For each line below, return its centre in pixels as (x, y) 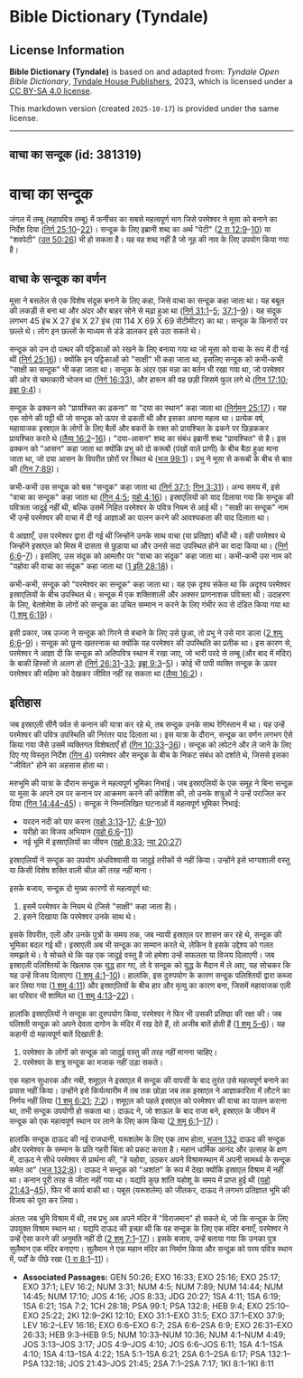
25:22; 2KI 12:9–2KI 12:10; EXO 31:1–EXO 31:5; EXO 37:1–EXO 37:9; (163, 1315)
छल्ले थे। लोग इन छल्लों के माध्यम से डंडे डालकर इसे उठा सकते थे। (106, 331)
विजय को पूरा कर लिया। (44, 1200)
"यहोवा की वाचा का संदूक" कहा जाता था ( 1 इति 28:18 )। (92, 566)
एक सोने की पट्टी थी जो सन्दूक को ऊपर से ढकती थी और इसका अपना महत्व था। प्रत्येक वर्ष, (138, 419)
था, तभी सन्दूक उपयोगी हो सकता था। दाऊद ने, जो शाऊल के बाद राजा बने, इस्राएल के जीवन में (142, 1110)
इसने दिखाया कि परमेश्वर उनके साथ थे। (79, 916)
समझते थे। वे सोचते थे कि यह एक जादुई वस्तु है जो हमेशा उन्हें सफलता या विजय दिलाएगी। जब (142, 955)
